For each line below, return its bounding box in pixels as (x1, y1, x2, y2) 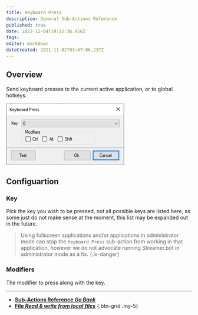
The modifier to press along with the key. (6, 279, 105, 286)
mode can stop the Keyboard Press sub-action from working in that (20, 238, 183, 245)
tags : (6, 34, 19, 41)
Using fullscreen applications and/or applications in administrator (20, 232, 179, 239)
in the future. (6, 220, 38, 227)
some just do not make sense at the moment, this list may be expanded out (6, 214, 189, 221)
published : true (6, 22, 46, 28)
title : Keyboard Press (6, 9, 62, 15)
